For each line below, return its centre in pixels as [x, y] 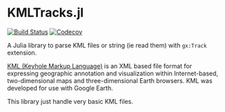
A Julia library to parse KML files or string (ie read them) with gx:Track [107, 45]
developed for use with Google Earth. [60, 88]
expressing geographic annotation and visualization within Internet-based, [113, 73]
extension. [22, 53]
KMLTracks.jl [46, 13]
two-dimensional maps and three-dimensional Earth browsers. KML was [110, 80]
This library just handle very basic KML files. [70, 101]
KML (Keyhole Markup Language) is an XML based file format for [100, 66]
